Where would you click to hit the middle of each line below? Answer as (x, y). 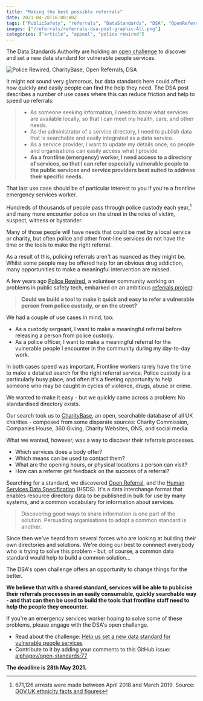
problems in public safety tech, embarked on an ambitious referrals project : (100, 287)
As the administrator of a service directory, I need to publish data (111, 132)
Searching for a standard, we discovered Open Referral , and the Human (95, 483)
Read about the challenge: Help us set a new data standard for (93, 636)
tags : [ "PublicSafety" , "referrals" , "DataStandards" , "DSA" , (86, 23)
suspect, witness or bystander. (45, 220)
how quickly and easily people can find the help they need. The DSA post (98, 88)
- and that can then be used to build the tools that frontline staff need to (98, 600)
